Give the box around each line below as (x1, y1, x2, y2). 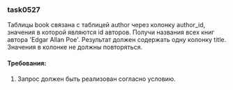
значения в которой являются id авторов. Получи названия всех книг (7, 28, 215, 36)
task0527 (7, 5, 40, 15)
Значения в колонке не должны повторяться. (7, 43, 143, 52)
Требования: (7, 59, 47, 67)
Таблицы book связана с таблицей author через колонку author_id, (7, 21, 206, 29)
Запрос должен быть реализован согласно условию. (17, 75, 176, 83)
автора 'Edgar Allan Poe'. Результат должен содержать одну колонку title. (7, 36, 227, 44)
